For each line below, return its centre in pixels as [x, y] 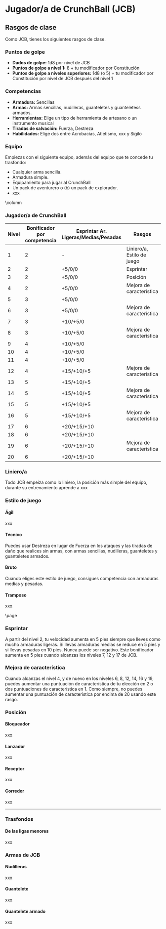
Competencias [23, 91]
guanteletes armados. [27, 556]
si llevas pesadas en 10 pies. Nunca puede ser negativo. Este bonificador [80, 650]
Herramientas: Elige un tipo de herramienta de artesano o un [75, 118]
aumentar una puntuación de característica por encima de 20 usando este [81, 694]
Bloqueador [17, 724]
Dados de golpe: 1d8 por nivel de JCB [51, 63]
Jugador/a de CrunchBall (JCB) [70, 9]
